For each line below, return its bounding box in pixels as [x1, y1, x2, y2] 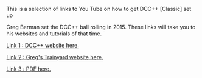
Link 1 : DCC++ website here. [6, 42, 79, 49]
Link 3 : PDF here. [6, 65, 51, 73]
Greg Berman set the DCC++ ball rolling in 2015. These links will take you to [6, 24, 196, 30]
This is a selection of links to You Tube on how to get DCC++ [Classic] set [6, 5, 192, 12]
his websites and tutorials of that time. [6, 30, 102, 37]
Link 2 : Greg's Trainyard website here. [6, 54, 103, 60]
